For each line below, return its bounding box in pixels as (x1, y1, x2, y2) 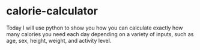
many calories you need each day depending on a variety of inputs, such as (6, 30, 194, 37)
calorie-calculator (6, 4, 98, 18)
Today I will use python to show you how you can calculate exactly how (6, 24, 183, 31)
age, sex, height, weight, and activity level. (6, 37, 112, 44)
